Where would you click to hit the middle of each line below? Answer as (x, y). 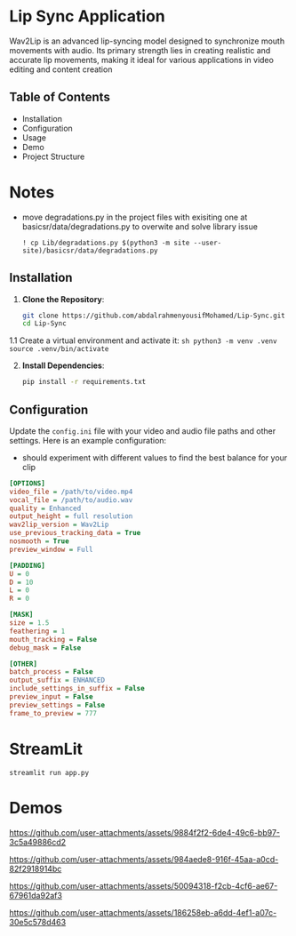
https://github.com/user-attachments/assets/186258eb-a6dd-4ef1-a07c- (143, 912)
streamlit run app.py (49, 772)
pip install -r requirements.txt (84, 382)
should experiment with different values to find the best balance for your (155, 457)
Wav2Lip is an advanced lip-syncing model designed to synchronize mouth (147, 41)
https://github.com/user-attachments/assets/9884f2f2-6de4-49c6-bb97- (144, 832)
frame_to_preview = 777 (53, 713)
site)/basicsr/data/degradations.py (90, 251)
